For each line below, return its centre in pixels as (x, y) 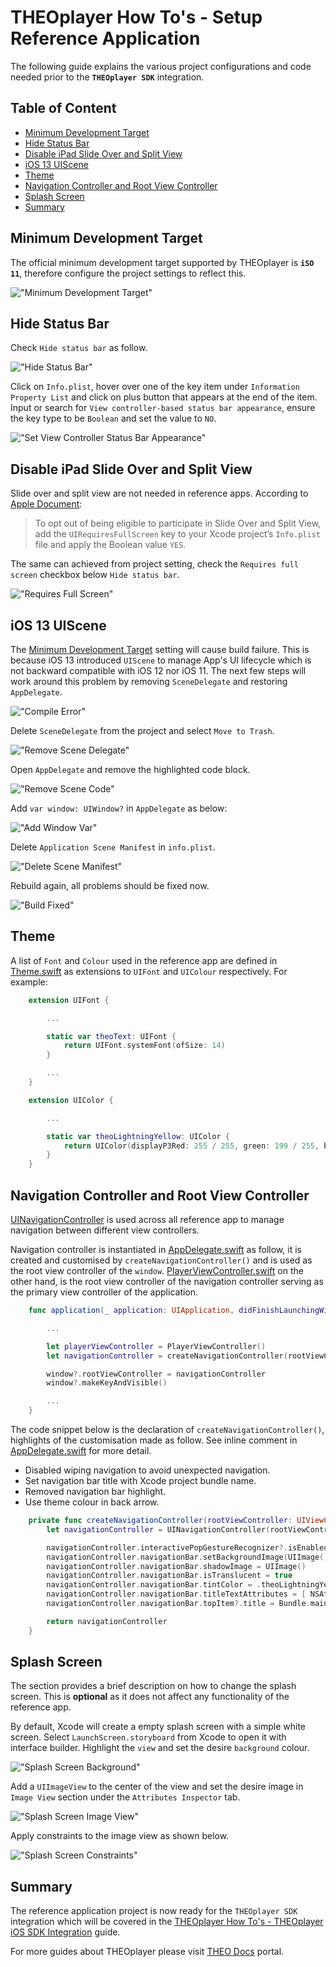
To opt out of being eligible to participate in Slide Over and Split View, (178, 523)
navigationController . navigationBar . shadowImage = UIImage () (176, 1566)
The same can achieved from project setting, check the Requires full (154, 564)
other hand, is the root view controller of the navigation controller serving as (167, 1281)
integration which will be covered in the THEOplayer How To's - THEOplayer (167, 1922)
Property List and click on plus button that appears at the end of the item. (164, 397)
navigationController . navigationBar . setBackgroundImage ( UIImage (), (189, 1557)
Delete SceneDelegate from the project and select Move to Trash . (142, 730)
